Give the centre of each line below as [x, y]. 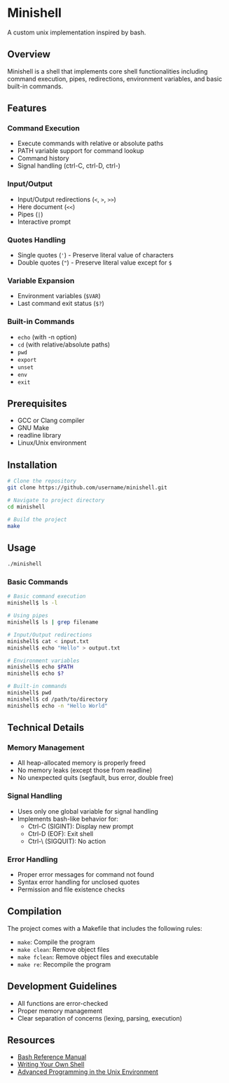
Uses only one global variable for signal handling [88, 811]
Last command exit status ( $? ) [61, 304]
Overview [29, 54]
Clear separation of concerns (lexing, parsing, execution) [100, 1018]
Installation [32, 465]
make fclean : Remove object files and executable [88, 957]
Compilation [34, 912]
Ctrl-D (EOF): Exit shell [60, 833]
